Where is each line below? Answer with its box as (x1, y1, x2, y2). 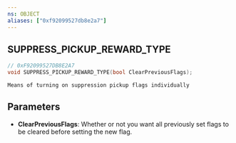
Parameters (7, 101, 61, 113)
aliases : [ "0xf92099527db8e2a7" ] (7, 17, 107, 24)
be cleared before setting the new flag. (17, 127, 133, 136)
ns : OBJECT (7, 10, 40, 18)
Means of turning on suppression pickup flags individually (7, 82, 190, 89)
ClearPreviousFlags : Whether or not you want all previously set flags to (17, 120, 230, 128)
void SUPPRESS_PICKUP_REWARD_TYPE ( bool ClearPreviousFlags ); (7, 69, 193, 76)
